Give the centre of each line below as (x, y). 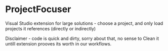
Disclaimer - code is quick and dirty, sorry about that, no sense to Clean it (82, 38)
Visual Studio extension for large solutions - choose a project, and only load (84, 23)
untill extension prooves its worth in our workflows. (58, 43)
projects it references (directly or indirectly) (51, 28)
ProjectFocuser (38, 9)
